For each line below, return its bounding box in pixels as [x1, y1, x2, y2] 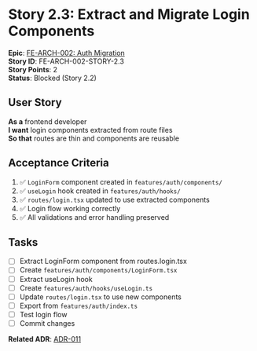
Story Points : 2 [8, 64, 57, 74]
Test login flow [19, 309, 68, 319]
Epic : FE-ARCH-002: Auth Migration [8, 48, 126, 57]
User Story [8, 96, 62, 109]
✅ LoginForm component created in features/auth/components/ [19, 177, 222, 186]
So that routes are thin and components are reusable [8, 133, 179, 143]
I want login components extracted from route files [8, 125, 173, 134]
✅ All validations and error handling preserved [19, 212, 170, 221]
